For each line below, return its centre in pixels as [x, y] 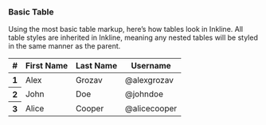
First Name [47, 66]
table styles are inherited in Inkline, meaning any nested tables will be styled [133, 37]
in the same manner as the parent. [65, 46]
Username [151, 66]
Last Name [96, 66]
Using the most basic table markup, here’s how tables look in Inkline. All [126, 29]
